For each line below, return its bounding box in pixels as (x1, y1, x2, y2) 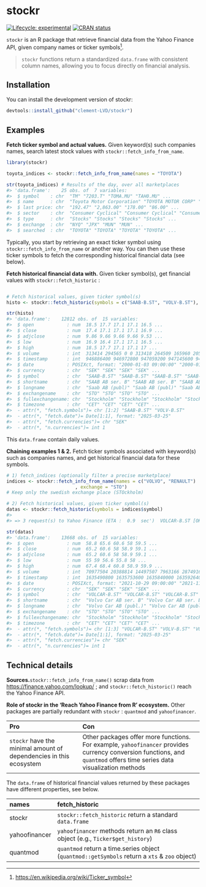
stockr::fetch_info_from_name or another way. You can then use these (6, 245, 185, 252)
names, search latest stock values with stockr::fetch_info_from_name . (6, 148, 185, 155)
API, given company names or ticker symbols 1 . (6, 42, 124, 51)
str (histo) (6, 311, 34, 317)
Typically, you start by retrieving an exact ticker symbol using (6, 238, 161, 246)
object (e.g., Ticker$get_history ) (57, 834, 153, 843)
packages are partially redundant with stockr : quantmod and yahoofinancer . (6, 708, 196, 715)
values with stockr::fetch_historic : (6, 276, 100, 284)
